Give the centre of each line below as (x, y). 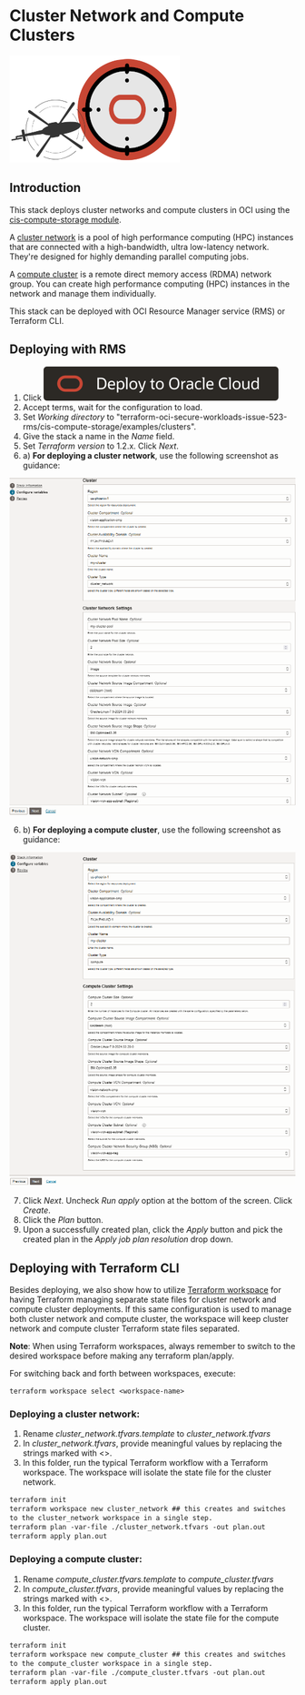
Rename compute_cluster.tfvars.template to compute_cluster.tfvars (148, 1579)
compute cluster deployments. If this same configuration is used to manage (151, 1309)
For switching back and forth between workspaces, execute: (123, 1373)
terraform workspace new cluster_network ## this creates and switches (148, 1509)
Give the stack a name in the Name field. (98, 436)
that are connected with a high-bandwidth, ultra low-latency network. (139, 247)
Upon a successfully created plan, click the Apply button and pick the (152, 1230)
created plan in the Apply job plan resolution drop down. (128, 1239)
